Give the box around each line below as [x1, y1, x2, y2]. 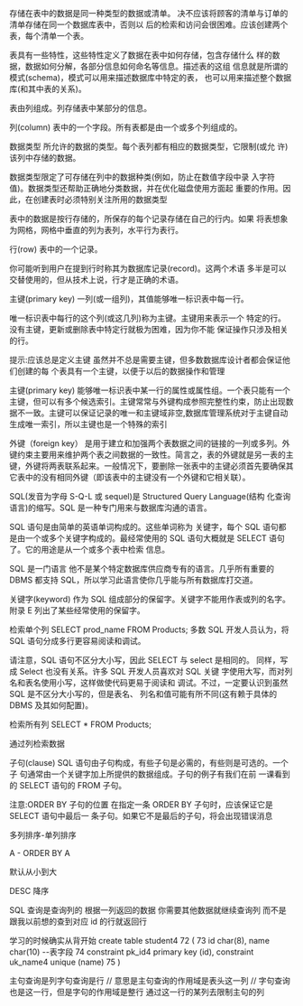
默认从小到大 [9, 866, 57, 877]
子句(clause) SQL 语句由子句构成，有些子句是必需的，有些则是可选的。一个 [9, 758, 289, 768]
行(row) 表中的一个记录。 [9, 244, 103, 255]
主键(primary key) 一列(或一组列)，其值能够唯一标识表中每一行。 [9, 293, 250, 304]
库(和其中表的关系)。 [9, 84, 87, 94]
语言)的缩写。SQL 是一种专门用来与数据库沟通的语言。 [9, 502, 212, 513]
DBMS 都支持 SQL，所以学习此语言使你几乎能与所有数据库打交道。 [9, 574, 259, 585]
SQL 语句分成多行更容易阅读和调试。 [9, 636, 146, 646]
